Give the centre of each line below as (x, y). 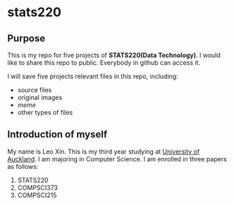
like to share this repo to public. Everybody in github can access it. (104, 63)
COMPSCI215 (37, 195)
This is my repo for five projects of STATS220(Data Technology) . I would (114, 55)
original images (40, 97)
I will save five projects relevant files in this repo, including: (93, 76)
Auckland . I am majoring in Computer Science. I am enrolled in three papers (117, 159)
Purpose (26, 38)
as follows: (23, 166)
